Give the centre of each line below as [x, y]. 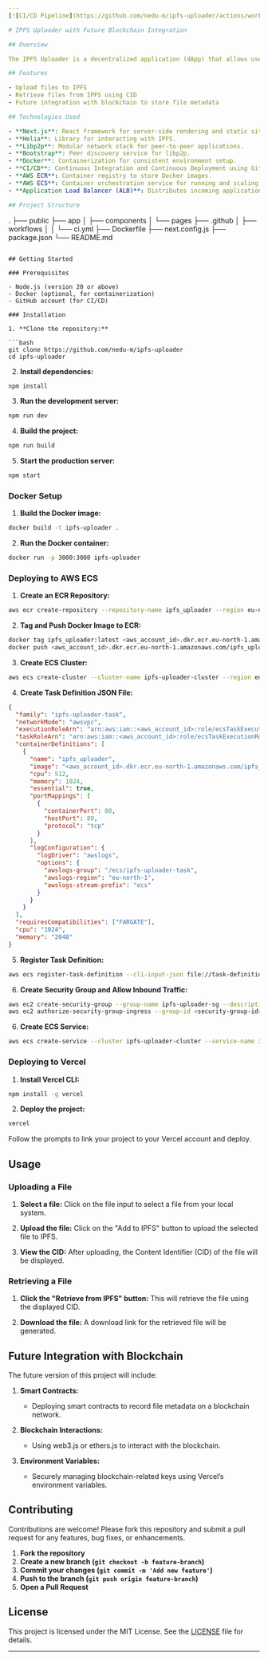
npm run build [32, 446]
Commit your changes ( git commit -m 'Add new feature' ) [116, 1570]
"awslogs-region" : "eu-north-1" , [99, 877]
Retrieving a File [40, 1281]
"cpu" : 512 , [49, 774]
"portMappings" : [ [60, 796]
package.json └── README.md [61, 237]
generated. [38, 1331]
